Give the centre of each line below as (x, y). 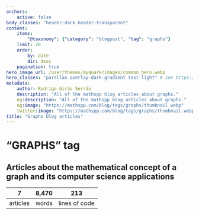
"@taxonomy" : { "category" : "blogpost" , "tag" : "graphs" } (99, 39)
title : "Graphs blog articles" (45, 116)
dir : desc (39, 61)
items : (25, 34)
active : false (34, 17)
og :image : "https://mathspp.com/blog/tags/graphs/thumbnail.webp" (100, 105)
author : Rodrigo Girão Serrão (54, 89)
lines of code (76, 203)
